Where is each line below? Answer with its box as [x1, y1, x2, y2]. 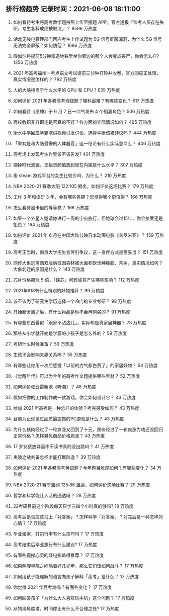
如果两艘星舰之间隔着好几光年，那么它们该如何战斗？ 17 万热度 [13, 563, 144, 569]
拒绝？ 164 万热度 [13, 221, 50, 227]
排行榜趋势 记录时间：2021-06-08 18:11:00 [6, 5, 141, 14]
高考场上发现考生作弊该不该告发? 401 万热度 [13, 151, 105, 157]
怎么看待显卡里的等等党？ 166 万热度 [13, 204, 90, 210]
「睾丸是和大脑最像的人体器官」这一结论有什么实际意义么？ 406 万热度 [13, 140, 161, 146]
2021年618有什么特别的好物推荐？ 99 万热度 [13, 287, 105, 293]
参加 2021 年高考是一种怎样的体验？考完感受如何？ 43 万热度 [13, 405, 140, 411]
